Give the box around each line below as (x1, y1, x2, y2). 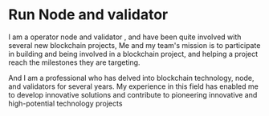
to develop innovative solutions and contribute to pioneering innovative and (8, 90, 258, 99)
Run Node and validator (8, 6, 169, 24)
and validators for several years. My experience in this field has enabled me (8, 82, 259, 91)
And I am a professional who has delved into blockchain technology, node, (8, 73, 255, 82)
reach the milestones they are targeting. (8, 58, 141, 67)
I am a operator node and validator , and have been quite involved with (8, 32, 242, 42)
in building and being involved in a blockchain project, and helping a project (8, 49, 259, 58)
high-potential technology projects (8, 98, 123, 108)
